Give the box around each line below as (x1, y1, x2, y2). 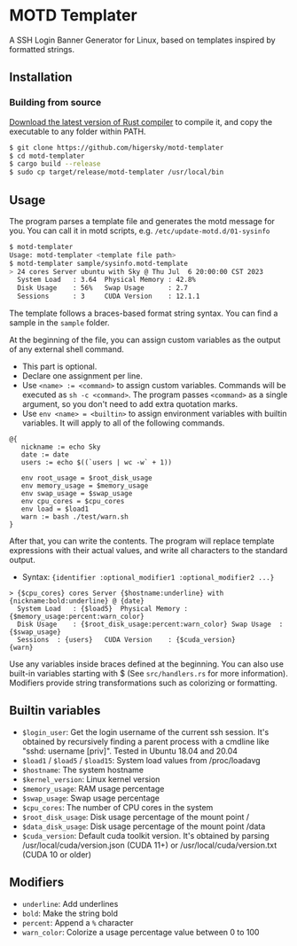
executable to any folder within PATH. (9, 126, 146, 137)
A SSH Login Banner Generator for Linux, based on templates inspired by (9, 35, 277, 45)
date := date (20, 450, 69, 459)
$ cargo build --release (9, 160, 101, 168)
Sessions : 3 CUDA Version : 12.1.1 (17, 292, 200, 301)
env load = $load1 (20, 504, 90, 514)
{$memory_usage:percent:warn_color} (9, 613, 145, 622)
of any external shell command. (9, 344, 124, 355)
